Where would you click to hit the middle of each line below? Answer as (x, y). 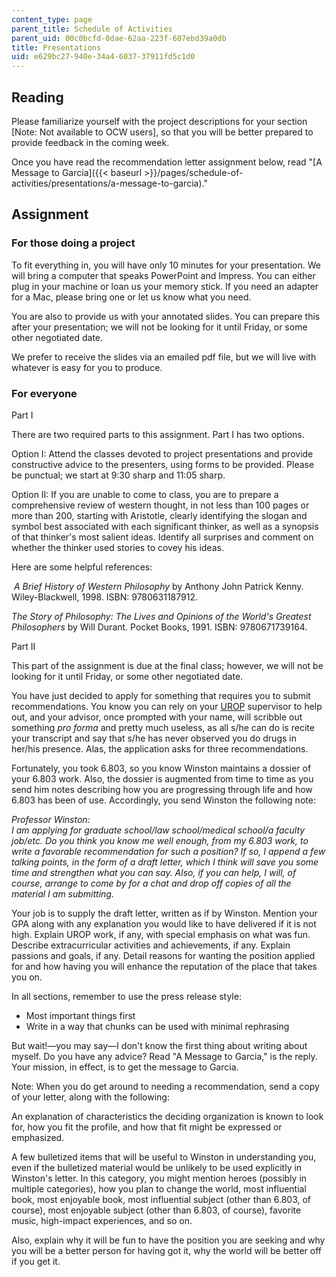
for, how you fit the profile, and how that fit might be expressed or (147, 1127)
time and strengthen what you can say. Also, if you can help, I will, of (154, 872)
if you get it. (36, 1261)
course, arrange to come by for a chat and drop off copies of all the (151, 883)
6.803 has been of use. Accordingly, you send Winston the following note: (163, 800)
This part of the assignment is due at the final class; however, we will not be (167, 665)
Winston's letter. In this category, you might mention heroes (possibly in (159, 1178)
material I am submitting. (62, 893)
